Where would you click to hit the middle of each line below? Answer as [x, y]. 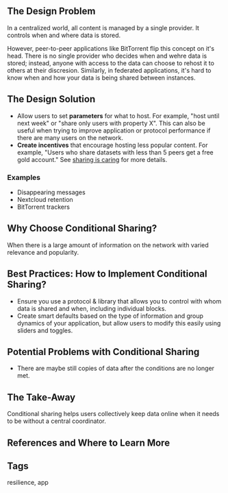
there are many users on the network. [70, 137]
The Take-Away [41, 397]
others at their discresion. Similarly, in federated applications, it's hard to [109, 70]
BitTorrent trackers [43, 207]
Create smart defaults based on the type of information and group [110, 316]
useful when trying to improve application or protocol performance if [114, 130]
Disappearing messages [51, 192]
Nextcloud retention [45, 199]
